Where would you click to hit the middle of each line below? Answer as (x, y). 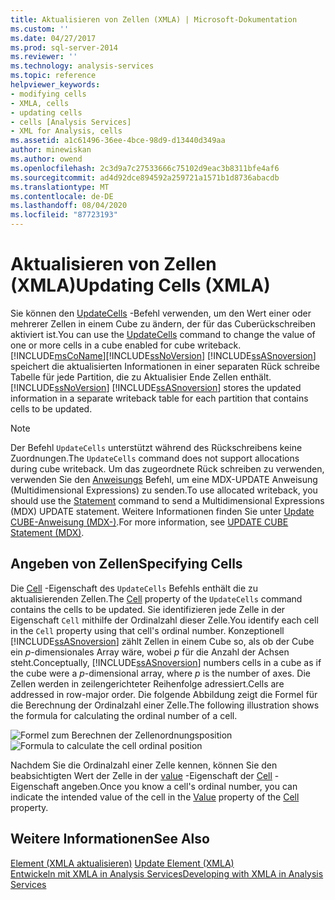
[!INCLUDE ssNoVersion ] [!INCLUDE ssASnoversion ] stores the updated (156, 387)
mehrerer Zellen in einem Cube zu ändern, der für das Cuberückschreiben (163, 323)
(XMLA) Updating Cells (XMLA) (140, 285)
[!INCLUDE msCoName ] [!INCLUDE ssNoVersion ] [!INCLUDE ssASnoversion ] (163, 355)
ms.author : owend (46, 159)
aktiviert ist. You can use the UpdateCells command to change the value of (163, 334)
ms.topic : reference (53, 76)
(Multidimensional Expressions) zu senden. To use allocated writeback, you (164, 490)
